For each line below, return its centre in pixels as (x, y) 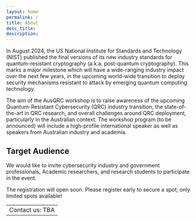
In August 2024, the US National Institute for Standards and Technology (94, 51)
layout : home (22, 12)
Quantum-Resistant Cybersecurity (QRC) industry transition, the (85, 107)
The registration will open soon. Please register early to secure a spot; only (98, 189)
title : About (22, 23)
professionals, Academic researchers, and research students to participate (98, 171)
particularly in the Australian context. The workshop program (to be (89, 119)
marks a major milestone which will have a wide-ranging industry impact (95, 70)
